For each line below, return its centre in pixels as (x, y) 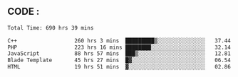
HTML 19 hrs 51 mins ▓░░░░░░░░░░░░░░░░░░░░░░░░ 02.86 (119, 67)
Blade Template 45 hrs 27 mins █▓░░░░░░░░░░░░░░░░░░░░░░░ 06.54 (119, 60)
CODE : (24, 12)
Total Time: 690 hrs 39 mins (51, 28)
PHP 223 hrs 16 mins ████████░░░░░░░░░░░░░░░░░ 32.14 (119, 47)
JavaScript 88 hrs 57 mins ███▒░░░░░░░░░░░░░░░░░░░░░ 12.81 (119, 54)
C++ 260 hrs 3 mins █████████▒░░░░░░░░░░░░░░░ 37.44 (119, 41)
